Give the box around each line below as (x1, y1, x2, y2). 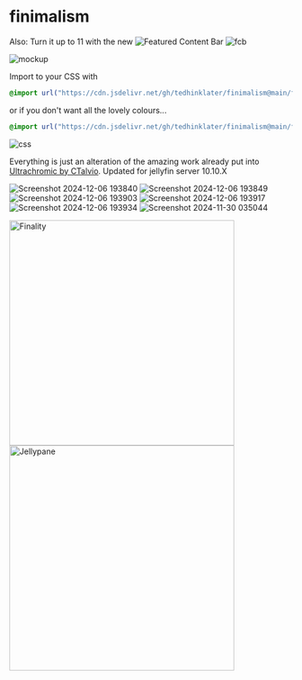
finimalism (9, 6, 90, 27)
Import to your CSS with (9, 70, 99, 82)
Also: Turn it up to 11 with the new (9, 36, 133, 47)
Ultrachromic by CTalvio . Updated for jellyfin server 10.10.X (9, 165, 227, 177)
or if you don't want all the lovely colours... (9, 104, 167, 115)
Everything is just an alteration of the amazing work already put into (9, 156, 260, 167)
